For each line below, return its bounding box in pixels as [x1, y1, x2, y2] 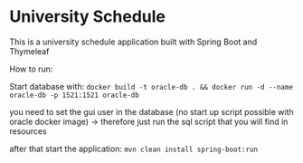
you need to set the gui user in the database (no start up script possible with [9, 106, 294, 117]
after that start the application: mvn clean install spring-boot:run [9, 143, 259, 154]
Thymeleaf [9, 45, 50, 56]
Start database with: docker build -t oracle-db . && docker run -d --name [9, 81, 294, 91]
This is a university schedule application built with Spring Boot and [9, 36, 258, 47]
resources [9, 125, 47, 137]
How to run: [9, 63, 53, 74]
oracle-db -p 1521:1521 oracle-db [9, 91, 140, 100]
